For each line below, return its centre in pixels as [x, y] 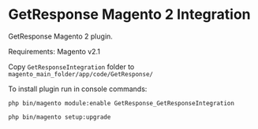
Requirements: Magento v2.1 [54, 51]
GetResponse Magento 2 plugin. [60, 36]
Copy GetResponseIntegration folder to [71, 66]
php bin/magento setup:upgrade [60, 117]
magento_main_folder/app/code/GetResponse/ [81, 74]
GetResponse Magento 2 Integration [129, 15]
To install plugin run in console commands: [78, 89]
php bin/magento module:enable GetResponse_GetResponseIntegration [122, 103]
